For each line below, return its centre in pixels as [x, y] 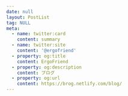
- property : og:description [47, 67]
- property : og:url [36, 78]
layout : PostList [28, 17]
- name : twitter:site [39, 45]
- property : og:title [39, 56]
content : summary [39, 39]
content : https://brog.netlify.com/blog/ [69, 84]
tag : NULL [19, 23]
